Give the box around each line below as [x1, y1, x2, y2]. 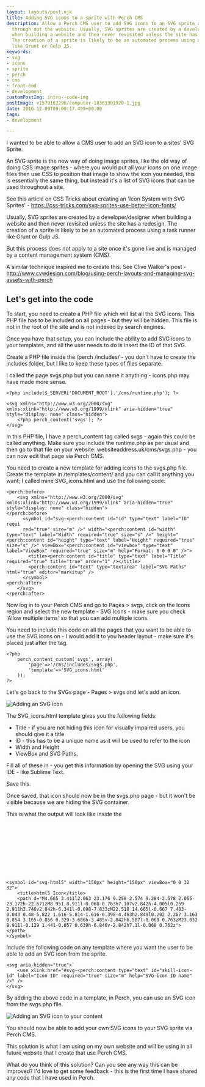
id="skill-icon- [151, 967, 192, 974]
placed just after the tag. [6, 639, 68, 647]
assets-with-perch [6, 276, 53, 284]
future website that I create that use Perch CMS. [6, 1049, 128, 1056]
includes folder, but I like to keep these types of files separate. [6, 360, 163, 367]
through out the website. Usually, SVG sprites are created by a [12, 26, 182, 32]
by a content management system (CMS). [6, 251, 111, 259]
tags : [6, 111, 20, 117]
